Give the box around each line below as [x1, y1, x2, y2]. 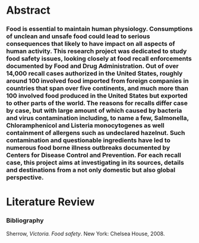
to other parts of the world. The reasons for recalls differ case [6, 99, 188, 108]
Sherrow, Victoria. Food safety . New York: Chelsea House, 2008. [6, 230, 165, 237]
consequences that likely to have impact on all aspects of [6, 40, 175, 48]
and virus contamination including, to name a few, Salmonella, [6, 114, 189, 122]
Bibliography [6, 216, 44, 225]
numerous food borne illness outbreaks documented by [6, 144, 170, 152]
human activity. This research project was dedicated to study [6, 47, 187, 55]
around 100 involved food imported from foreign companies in [6, 77, 189, 85]
